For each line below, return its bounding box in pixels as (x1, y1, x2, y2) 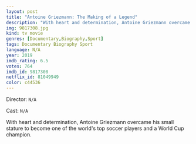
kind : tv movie (6, 31, 43, 36)
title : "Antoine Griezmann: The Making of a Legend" (6, 14, 138, 20)
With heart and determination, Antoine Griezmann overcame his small (6, 119, 174, 125)
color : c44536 (6, 80, 41, 86)
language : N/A (6, 47, 41, 53)
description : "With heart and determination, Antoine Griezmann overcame (6, 19, 191, 25)
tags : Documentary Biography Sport (6, 42, 93, 48)
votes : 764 (6, 63, 33, 69)
